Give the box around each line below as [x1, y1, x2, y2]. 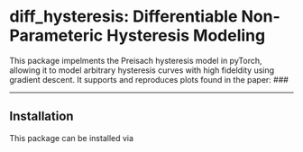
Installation [9, 109, 74, 124]
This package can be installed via [9, 132, 133, 143]
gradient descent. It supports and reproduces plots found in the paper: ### [9, 74, 289, 85]
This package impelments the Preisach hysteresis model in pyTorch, [9, 55, 262, 66]
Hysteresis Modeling [106, 25, 266, 46]
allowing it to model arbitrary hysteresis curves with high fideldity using [9, 65, 275, 76]
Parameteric [9, 25, 104, 46]
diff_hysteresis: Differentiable [9, 6, 238, 27]
